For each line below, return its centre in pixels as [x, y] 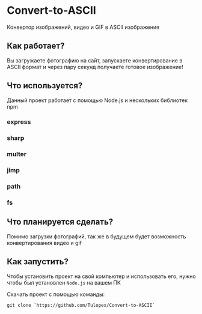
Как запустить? [38, 262]
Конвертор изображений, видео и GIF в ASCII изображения [83, 27]
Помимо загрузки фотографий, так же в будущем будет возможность [96, 236]
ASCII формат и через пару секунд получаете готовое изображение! [95, 67]
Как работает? [36, 46]
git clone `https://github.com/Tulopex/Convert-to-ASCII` [81, 305]
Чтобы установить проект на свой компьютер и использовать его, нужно [101, 276]
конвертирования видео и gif [44, 243]
